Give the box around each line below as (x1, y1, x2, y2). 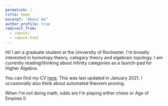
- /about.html (10, 36, 39, 41)
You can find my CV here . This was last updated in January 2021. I (5, 75, 142, 81)
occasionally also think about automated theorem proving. (5, 80, 125, 86)
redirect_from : (5, 26, 37, 31)
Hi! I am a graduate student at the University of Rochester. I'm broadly (5, 49, 149, 55)
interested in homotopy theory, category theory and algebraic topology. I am (5, 54, 163, 60)
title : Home (5, 12, 30, 17)
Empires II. (5, 95, 27, 101)
